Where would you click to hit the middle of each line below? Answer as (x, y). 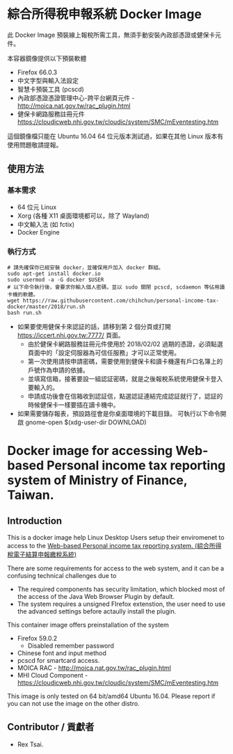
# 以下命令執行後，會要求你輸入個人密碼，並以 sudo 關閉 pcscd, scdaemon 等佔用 (114, 287)
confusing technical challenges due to (62, 575)
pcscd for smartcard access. (58, 660)
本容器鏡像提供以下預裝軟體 (47, 58)
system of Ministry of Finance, (97, 480)
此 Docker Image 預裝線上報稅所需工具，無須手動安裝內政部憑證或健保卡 (111, 35)
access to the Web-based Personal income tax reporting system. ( (102, 545)
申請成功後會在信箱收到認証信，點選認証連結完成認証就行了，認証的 (125, 396)
